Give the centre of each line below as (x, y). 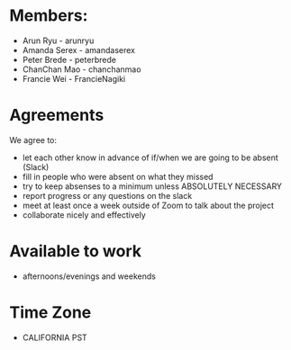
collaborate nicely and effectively (84, 215)
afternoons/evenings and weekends (89, 276)
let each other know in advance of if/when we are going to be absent (150, 157)
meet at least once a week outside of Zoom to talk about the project (148, 205)
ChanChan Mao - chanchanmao (82, 69)
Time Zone (50, 312)
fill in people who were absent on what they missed (118, 176)
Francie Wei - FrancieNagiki (74, 78)
